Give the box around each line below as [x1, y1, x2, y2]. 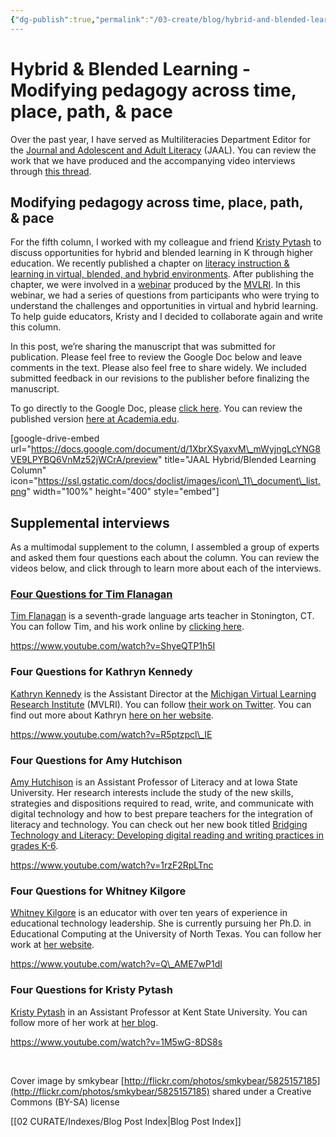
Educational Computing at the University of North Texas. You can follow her [10, 928, 322, 940]
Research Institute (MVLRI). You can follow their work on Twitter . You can [10, 698, 312, 710]
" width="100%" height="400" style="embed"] [26, 486, 220, 498]
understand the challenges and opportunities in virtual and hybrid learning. [10, 300, 319, 312]
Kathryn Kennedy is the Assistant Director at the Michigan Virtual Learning [10, 687, 317, 700]
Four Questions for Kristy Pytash [10, 983, 173, 997]
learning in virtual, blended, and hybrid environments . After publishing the [10, 268, 315, 280]
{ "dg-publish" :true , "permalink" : [10, 14, 150, 25]
